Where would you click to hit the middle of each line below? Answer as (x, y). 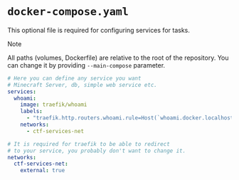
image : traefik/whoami (54, 105)
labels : (31, 112)
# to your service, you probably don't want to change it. (97, 151)
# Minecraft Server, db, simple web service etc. (83, 85)
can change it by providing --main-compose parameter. (86, 65)
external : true (43, 171)
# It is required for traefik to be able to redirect (89, 144)
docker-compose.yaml (68, 12)
